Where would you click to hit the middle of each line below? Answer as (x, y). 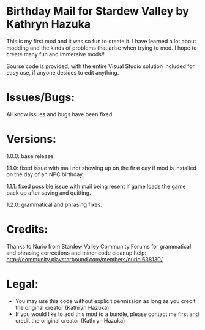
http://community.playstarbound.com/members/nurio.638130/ (85, 259)
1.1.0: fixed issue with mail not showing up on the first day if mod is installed (102, 168)
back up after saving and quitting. (49, 193)
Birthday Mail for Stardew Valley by (98, 11)
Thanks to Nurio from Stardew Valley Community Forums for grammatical (99, 246)
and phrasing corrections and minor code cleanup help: (76, 253)
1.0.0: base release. (31, 156)
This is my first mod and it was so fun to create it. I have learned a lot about (101, 41)
